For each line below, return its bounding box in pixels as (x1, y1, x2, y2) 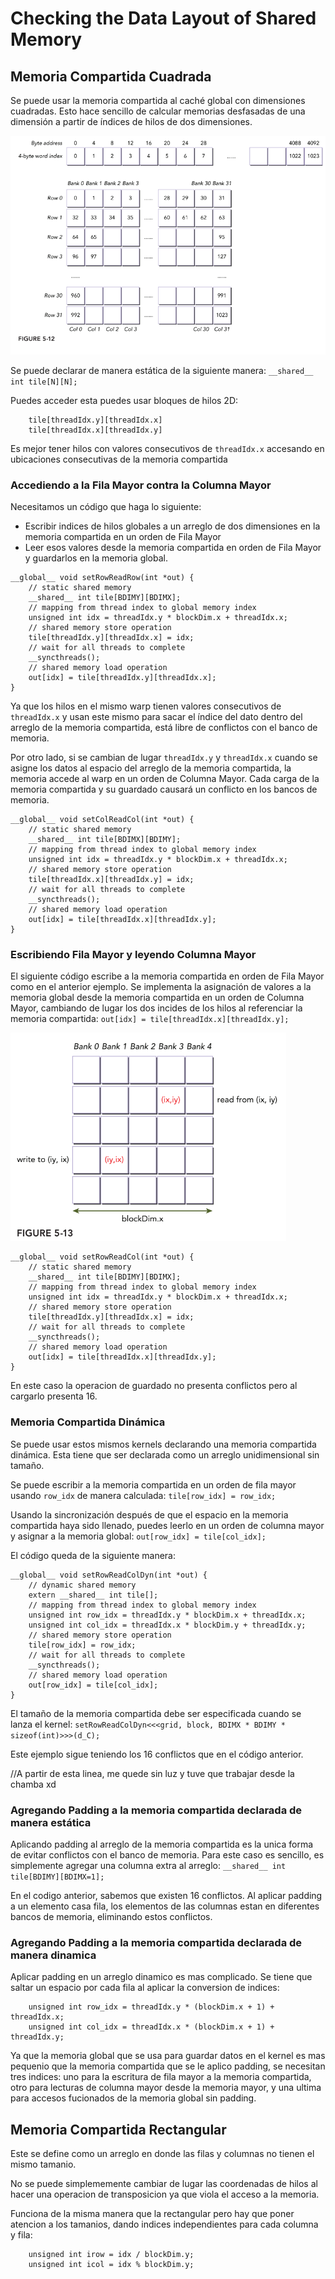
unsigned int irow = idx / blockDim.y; (28, 2250, 195, 2260)
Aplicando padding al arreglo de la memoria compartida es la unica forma (10, 1838, 314, 1850)
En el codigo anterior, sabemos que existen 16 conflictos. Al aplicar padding (10, 1890, 323, 1901)
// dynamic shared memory (28, 1580, 137, 1590)
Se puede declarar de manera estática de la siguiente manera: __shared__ (10, 364, 314, 376)
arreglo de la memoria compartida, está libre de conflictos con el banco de (10, 722, 318, 734)
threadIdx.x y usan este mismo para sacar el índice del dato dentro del (10, 711, 303, 723)
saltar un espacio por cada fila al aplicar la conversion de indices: (10, 1982, 280, 1994)
